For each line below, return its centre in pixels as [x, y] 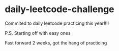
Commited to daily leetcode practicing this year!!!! [57, 23]
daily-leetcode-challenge [60, 9]
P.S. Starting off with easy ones [38, 33]
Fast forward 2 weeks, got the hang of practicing [56, 43]
